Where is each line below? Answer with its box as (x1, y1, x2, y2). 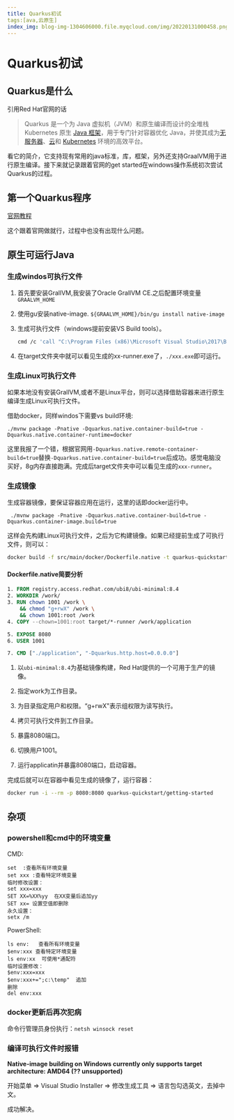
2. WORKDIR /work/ (7, 592, 61, 599)
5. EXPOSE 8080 (7, 631, 52, 638)
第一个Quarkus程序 (7, 192, 92, 204)
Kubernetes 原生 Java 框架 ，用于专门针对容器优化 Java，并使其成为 (24, 128, 221, 137)
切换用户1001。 (17, 746, 61, 755)
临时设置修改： (7, 962, 44, 969)
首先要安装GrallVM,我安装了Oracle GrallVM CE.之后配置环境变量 (17, 289, 202, 297)
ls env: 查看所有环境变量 (7, 940, 80, 948)
